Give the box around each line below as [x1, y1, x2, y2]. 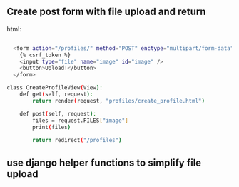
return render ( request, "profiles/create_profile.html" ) [32, 97, 205, 104]
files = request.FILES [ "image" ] [32, 117, 129, 124]
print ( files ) [32, 123, 71, 131]
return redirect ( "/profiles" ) [32, 137, 122, 144]
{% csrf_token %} [19, 51, 71, 59]
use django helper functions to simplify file [6, 156, 202, 168]
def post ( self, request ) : [19, 110, 97, 117]
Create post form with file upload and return [6, 6, 206, 18]
